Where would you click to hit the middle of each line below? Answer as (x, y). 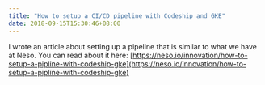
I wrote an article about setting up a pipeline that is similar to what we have (132, 46)
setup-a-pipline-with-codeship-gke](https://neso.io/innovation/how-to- (128, 64)
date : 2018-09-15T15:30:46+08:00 (65, 23)
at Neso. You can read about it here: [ (71, 55)
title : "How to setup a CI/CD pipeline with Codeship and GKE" (117, 16)
